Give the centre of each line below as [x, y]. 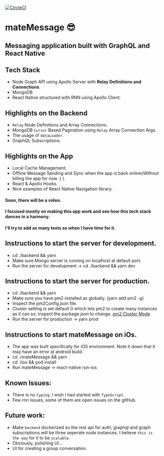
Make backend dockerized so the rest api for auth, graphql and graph [81, 427]
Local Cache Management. [40, 168]
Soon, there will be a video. [33, 200]
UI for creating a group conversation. [50, 448]
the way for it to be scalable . [41, 438]
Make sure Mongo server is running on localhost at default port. [77, 261]
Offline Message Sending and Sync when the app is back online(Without [85, 173]
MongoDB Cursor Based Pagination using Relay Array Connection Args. [84, 130]
